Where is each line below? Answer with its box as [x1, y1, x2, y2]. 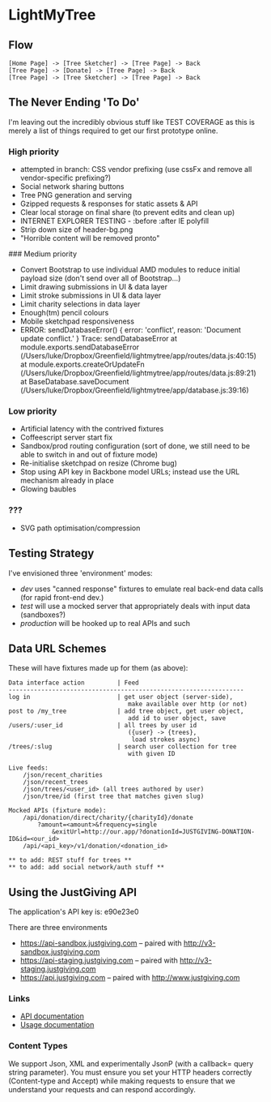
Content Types [8, 1040, 68, 1052]
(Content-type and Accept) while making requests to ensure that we [8, 1076, 236, 1086]
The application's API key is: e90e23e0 [8, 907, 139, 917]
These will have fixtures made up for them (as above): [8, 663, 188, 673]
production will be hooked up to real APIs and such [19, 618, 191, 628]
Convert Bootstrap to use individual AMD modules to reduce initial [19, 265, 240, 275]
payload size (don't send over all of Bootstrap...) [19, 273, 181, 283]
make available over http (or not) [128, 700, 248, 709]
